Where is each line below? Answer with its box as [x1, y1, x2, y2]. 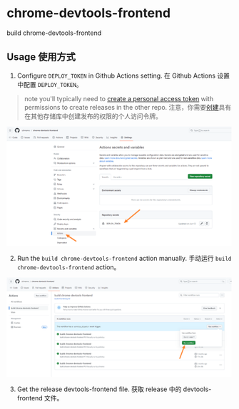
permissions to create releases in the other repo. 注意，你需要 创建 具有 [24, 103, 232, 111]
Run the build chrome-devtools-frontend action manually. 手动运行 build [16, 254, 232, 262]
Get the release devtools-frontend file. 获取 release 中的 [16, 385, 182, 393]
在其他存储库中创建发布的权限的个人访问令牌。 [24, 112, 162, 120]
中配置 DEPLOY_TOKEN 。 [16, 80, 83, 88]
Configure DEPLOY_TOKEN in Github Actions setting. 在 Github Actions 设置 [16, 71, 230, 80]
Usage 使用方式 [6, 51, 76, 63]
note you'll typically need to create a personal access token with [24, 94, 214, 103]
